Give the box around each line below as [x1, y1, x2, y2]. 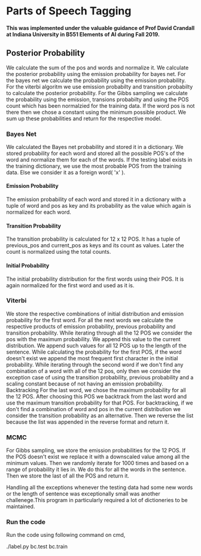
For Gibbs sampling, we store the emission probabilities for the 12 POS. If [6, 447, 186, 454]
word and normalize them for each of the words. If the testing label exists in [6, 156, 193, 163]
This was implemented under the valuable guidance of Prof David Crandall [6, 24, 195, 31]
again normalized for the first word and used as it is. [6, 281, 135, 288]
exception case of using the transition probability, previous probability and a [6, 373, 194, 381]
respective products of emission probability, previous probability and [6, 323, 176, 330]
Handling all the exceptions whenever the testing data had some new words [6, 484, 193, 491]
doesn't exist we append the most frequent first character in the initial [6, 354, 178, 361]
